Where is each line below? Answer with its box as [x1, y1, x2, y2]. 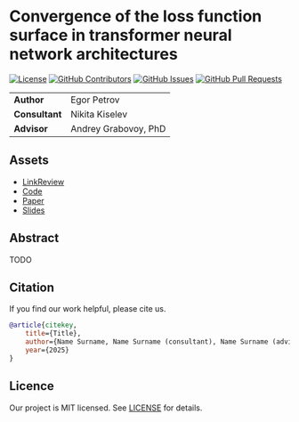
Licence [9, 378, 55, 394]
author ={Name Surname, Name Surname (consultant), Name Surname [25, 337, 269, 346]
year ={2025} [25, 345, 69, 354]
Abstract [9, 231, 60, 246]
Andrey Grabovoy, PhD [70, 122, 166, 134]
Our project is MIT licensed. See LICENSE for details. [9, 402, 203, 413]
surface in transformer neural [9, 25, 232, 45]
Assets [9, 153, 49, 168]
